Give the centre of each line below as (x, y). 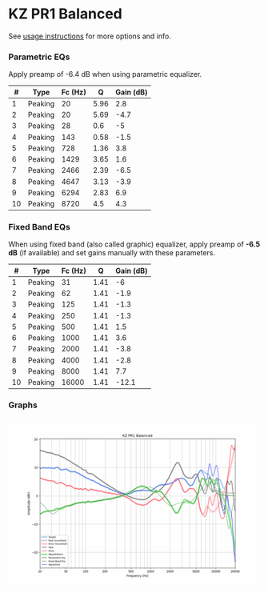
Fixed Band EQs (39, 226)
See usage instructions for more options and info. (90, 36)
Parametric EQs (39, 57)
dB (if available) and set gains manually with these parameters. (112, 253)
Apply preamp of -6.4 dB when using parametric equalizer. (105, 74)
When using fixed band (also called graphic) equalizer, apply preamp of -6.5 (134, 244)
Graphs (23, 405)
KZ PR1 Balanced (65, 14)
